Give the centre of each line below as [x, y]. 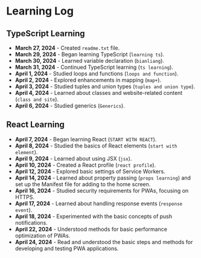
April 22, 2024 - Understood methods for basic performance [91, 229]
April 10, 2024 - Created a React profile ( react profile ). [85, 165]
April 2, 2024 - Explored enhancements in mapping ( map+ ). [88, 80]
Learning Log [40, 11]
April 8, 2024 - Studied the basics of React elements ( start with [96, 146]
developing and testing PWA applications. [67, 248]
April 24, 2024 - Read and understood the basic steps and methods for [104, 242]
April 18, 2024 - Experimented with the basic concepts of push [94, 216]
